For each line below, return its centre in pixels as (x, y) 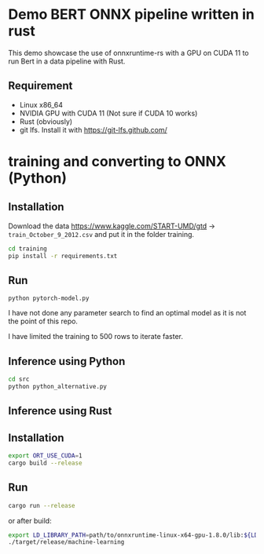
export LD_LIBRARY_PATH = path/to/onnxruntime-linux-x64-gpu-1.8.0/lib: (126, 535)
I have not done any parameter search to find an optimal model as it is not (127, 313)
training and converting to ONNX (117, 161)
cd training (27, 249)
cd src (19, 379)
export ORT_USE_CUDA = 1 (45, 456)
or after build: (30, 520)
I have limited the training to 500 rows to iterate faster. (95, 337)
